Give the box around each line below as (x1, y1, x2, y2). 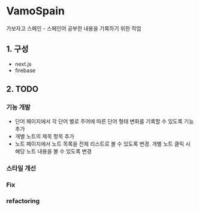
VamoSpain (6, 4, 65, 18)
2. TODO (6, 84, 39, 94)
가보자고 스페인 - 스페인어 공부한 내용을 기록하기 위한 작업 (6, 25, 141, 32)
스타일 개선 (6, 164, 37, 173)
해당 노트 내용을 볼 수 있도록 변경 (14, 148, 92, 155)
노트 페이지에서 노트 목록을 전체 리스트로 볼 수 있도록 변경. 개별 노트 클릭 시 (14, 140, 191, 147)
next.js (14, 60, 32, 67)
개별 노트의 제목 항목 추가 (14, 133, 75, 140)
